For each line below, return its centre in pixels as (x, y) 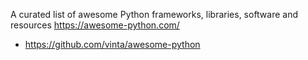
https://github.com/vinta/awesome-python (112, 44)
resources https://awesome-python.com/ (95, 25)
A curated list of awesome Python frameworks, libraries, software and (154, 14)
